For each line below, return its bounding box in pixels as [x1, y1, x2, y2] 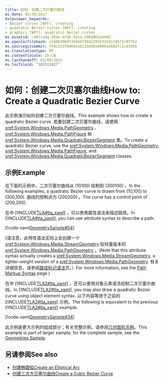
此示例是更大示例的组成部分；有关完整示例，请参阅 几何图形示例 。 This [5, 324, 147, 330]
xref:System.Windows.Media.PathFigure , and [5, 148, 97, 154]
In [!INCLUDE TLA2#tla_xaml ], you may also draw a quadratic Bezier [14, 286, 151, 292]
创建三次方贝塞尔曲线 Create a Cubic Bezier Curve [12, 370, 113, 377]
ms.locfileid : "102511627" [5, 62, 60, 67]
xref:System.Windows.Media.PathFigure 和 [5, 131, 92, 137]
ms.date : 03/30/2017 [5, 12, 48, 17]
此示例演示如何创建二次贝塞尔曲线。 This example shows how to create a [5, 113, 152, 119]
